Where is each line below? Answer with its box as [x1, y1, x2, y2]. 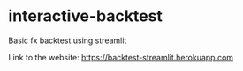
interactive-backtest [8, 6, 163, 26]
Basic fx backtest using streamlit [8, 35, 127, 46]
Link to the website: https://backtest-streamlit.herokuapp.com [8, 52, 234, 62]
